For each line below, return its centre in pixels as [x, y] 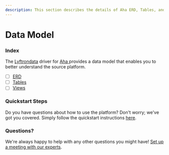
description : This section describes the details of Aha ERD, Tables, [81, 10]
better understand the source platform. [46, 67]
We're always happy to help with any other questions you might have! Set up [84, 141]
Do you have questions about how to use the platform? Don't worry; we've [82, 112]
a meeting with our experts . [34, 147]
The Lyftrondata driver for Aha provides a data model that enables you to [81, 61]
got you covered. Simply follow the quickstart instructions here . [71, 118]
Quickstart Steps [26, 101]
